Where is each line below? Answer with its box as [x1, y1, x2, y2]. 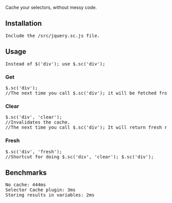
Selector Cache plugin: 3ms [5, 187, 76, 193]
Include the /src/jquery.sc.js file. [5, 33, 100, 38]
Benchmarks [5, 168, 47, 177]
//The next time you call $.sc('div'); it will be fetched [5, 90, 157, 96]
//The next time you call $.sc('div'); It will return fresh [5, 125, 162, 130]
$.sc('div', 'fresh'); [5, 149, 62, 154]
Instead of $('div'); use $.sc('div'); [5, 61, 105, 67]
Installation [5, 19, 42, 28]
